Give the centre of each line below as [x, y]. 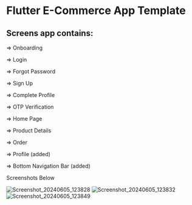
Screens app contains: [50, 33]
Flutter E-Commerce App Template [96, 11]
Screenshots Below [30, 178]
